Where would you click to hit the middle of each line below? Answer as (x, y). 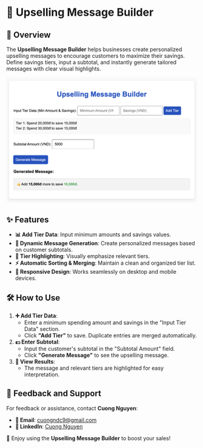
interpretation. (42, 374)
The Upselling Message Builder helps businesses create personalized (94, 49)
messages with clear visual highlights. (54, 69)
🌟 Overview (28, 35)
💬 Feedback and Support (54, 394)
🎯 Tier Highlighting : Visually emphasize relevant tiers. (82, 256)
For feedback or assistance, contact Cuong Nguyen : (72, 408)
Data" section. (42, 329)
